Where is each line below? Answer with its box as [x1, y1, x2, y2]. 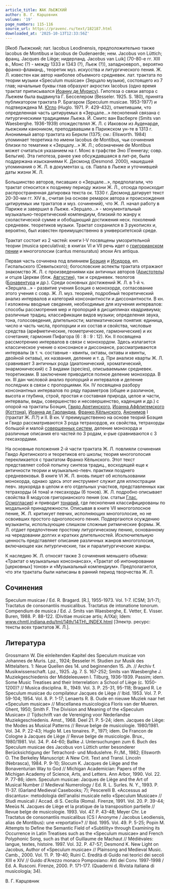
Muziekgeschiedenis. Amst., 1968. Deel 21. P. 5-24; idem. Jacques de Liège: [5, 717, 165, 723]
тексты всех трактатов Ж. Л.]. [5, 624, 70, 630]
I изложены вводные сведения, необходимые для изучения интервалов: [5, 301, 163, 307]
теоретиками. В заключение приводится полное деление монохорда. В [5, 371, 161, 377]
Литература [5, 639, 46, 647]
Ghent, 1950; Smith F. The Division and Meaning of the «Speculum [5, 706, 144, 712]
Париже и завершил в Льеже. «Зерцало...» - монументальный [5, 206, 141, 212]
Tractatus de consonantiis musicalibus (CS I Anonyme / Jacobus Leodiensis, [5, 814, 165, 820]
